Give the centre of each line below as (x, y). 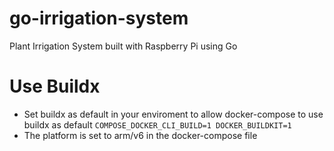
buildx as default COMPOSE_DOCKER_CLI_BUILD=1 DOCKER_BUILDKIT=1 (157, 124)
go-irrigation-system (99, 18)
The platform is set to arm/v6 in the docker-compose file (140, 135)
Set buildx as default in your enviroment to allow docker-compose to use (173, 114)
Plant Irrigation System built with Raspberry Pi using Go (123, 46)
